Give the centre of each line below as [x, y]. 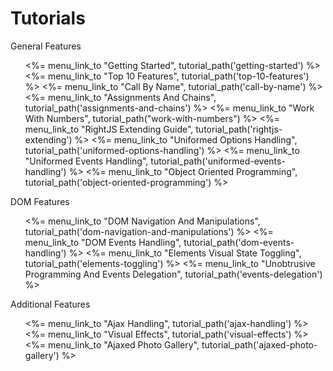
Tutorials [48, 18]
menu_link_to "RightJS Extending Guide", [109, 129]
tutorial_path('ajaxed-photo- [259, 344]
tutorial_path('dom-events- [239, 242]
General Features [46, 46]
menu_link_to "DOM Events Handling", [103, 242]
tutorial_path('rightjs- [239, 129]
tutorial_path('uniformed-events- [218, 161]
